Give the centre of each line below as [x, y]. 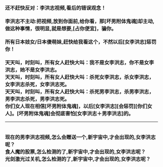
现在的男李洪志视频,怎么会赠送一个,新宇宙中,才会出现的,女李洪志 [81, 137]
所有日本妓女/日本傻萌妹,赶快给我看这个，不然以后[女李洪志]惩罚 [81, 42]
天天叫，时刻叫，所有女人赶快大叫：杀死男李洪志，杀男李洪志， [80, 91]
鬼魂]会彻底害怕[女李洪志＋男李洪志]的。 [86, 113]
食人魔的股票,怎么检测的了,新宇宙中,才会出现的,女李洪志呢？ [75, 151]
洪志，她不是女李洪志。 [32, 69]
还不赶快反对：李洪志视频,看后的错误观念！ [56, 8]
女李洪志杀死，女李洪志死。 [37, 84]
